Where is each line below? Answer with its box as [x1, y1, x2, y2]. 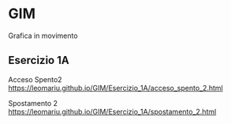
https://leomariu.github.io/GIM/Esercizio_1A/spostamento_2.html [8, 107, 217, 116]
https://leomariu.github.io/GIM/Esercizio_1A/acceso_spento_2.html [8, 83, 223, 92]
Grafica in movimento [8, 31, 78, 40]
